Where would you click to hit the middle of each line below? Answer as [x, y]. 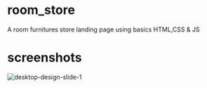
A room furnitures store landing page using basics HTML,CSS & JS [103, 29]
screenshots [45, 58]
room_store [41, 10]
